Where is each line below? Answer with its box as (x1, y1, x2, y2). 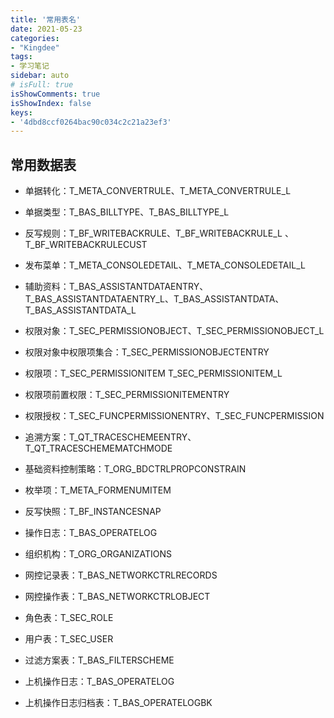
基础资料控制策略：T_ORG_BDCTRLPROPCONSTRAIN (24, 463, 247, 475)
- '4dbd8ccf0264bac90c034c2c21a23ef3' (10, 117, 172, 127)
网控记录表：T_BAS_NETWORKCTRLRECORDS (24, 569, 218, 581)
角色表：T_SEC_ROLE (24, 612, 114, 624)
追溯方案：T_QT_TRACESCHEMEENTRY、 (24, 431, 197, 443)
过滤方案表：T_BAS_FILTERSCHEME (24, 654, 175, 666)
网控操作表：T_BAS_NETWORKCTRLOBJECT (24, 591, 211, 603)
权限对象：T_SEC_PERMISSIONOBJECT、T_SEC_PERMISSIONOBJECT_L (24, 325, 325, 337)
